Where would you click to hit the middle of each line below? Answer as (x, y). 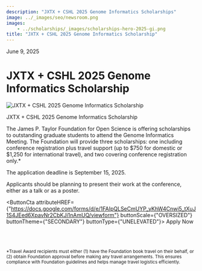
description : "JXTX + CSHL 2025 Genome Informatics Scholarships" (91, 12)
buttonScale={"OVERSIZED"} (156, 215)
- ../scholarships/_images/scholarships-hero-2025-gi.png (91, 29)
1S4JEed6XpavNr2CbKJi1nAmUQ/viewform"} (63, 215)
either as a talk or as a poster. (43, 191)
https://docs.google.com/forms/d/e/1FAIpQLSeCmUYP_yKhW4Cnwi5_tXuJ (103, 209)
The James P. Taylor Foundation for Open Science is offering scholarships (99, 129)
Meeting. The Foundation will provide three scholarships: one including (94, 142)
